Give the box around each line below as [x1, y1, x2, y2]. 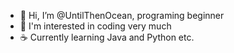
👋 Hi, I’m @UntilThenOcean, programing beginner [19, 10, 225, 21]
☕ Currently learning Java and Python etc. [19, 31, 195, 43]
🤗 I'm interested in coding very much [19, 20, 172, 32]
